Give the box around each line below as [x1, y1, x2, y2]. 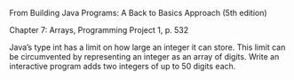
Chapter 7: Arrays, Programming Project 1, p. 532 [9, 25, 189, 35]
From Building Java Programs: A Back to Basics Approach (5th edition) [9, 8, 268, 18]
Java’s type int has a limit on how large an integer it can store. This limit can [9, 42, 286, 52]
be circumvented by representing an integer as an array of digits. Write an [9, 52, 280, 61]
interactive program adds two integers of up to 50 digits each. [9, 61, 236, 71]
